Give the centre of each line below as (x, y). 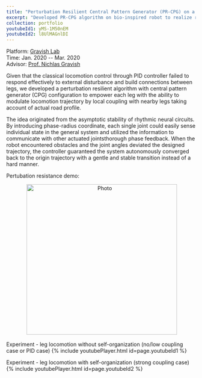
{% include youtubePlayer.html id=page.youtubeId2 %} (75, 369)
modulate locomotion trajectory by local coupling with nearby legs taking (96, 101)
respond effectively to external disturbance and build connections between (99, 82)
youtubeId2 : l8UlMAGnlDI (37, 34)
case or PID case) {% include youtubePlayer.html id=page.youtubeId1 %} (97, 351)
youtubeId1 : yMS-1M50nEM (37, 29)
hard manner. (23, 164)
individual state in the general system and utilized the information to (90, 132)
